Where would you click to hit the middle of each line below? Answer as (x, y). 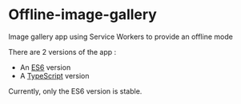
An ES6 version (45, 67)
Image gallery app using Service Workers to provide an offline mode (121, 37)
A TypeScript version (54, 75)
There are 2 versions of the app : (62, 52)
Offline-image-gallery (83, 15)
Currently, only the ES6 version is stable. (75, 91)
